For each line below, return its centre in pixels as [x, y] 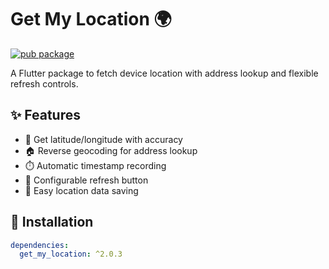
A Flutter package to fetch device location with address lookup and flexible [164, 73]
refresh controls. [44, 83]
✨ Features [45, 115]
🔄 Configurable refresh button [86, 180]
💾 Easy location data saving [81, 190]
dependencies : [40, 245]
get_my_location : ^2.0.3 [71, 254]
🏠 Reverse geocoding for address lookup [111, 150]
